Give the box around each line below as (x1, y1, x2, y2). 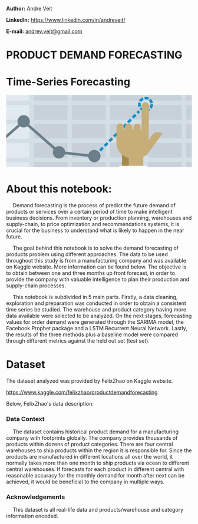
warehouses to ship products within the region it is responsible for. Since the (6, 447, 192, 454)
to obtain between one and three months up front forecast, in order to (6, 269, 176, 276)
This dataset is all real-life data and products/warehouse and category (12, 506, 184, 513)
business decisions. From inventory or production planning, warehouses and (6, 214, 192, 221)
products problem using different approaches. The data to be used (6, 250, 168, 258)
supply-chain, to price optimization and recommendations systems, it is (6, 220, 180, 227)
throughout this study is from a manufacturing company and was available (6, 257, 187, 264)
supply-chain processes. (6, 282, 67, 289)
